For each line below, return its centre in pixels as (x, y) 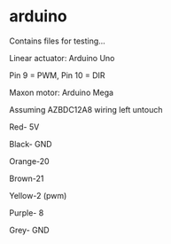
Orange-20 (30, 161)
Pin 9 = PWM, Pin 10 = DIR (57, 75)
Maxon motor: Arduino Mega (61, 92)
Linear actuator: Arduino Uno (62, 58)
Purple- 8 (27, 213)
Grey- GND (30, 230)
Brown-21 (27, 178)
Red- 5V (24, 127)
